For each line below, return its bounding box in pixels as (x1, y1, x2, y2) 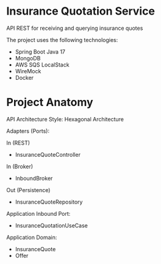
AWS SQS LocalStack (15, 61, 70, 68)
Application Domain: (6, 234, 57, 241)
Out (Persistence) (6, 186, 51, 193)
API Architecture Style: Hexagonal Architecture (6, 115, 124, 123)
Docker (15, 74, 34, 81)
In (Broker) (6, 163, 34, 170)
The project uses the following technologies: (6, 36, 118, 43)
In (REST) (6, 139, 30, 146)
